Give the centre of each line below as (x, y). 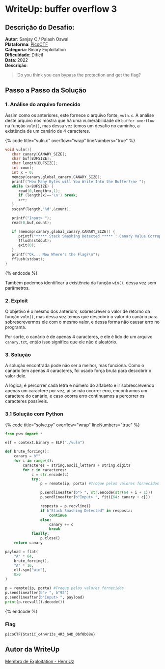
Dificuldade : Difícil (24, 55)
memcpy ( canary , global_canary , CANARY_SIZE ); (57, 177)
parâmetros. (17, 288)
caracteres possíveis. (27, 401)
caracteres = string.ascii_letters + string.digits (77, 465)
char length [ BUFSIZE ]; (35, 163)
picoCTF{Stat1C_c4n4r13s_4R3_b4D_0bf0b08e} (50, 634)
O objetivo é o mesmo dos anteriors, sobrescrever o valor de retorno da (78, 311)
